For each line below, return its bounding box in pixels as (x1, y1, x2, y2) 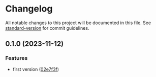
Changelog (5, 3, 53, 15)
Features (5, 55, 28, 62)
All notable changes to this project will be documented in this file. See (5, 20, 151, 26)
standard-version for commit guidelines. (5, 25, 89, 31)
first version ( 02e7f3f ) (12, 66, 59, 72)
